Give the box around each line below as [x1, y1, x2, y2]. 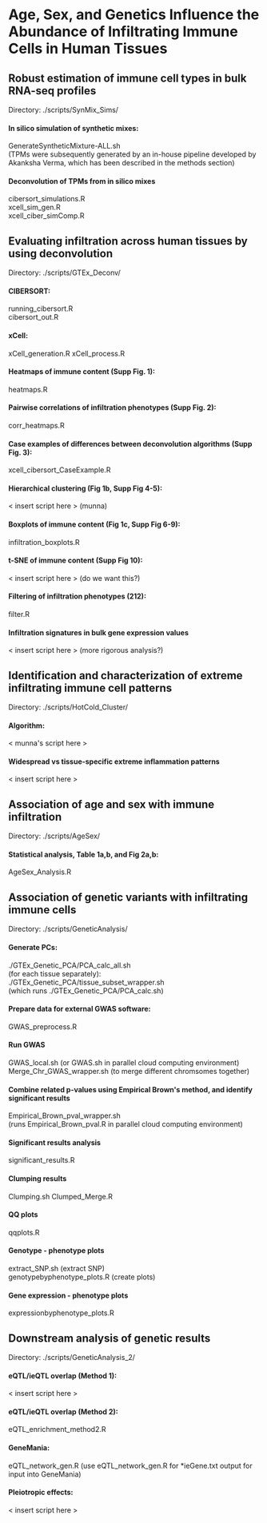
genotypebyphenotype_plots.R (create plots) [8, 1272, 156, 1282]
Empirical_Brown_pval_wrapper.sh [8, 1111, 122, 1120]
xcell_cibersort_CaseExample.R [8, 465, 111, 475]
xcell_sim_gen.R [8, 202, 62, 213]
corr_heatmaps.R [8, 421, 66, 431]
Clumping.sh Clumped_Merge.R [8, 1191, 114, 1201]
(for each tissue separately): [8, 968, 102, 978]
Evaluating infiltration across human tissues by [8, 234, 248, 248]
